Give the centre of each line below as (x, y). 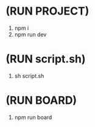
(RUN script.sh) (46, 59)
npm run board (33, 117)
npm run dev (30, 34)
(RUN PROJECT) (47, 11)
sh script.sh (29, 76)
